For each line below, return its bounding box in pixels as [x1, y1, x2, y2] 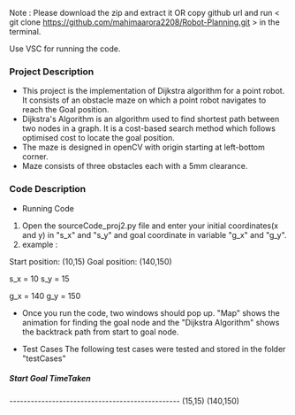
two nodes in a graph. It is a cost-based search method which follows [21, 123, 276, 134]
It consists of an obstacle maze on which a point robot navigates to [21, 95, 267, 105]
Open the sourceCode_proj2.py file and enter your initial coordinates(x [21, 220, 279, 231]
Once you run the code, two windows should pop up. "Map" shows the [21, 307, 280, 318]
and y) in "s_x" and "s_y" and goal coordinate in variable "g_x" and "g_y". [21, 229, 287, 240]
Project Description [9, 65, 95, 78]
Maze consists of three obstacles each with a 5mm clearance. [21, 161, 248, 172]
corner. [21, 151, 49, 162]
